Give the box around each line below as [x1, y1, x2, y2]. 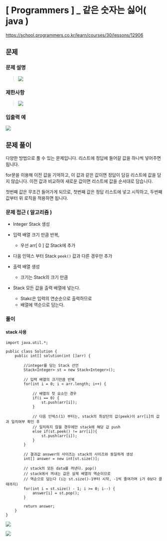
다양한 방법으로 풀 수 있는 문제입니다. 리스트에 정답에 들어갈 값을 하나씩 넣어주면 [5, 155, 162, 161]
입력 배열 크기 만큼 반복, [12, 232, 60, 238]
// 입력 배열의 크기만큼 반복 [23, 377, 75, 382]
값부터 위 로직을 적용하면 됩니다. [5, 195, 69, 201]
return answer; [23, 504, 55, 509]
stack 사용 [5, 329, 27, 335]
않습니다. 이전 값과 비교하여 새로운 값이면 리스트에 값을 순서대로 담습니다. [10, 178, 154, 184]
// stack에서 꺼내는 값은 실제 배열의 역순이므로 [23, 471, 111, 476]
